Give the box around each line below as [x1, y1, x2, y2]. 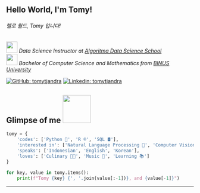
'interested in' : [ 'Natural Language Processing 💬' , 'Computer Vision [17, 142, 196, 148]
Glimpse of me [6, 115, 61, 125]
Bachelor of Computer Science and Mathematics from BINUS [18, 59, 170, 66]
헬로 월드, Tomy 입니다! [6, 22, 61, 29]
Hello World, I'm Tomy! [6, 5, 93, 15]
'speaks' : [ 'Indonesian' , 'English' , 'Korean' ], [17, 148, 140, 154]
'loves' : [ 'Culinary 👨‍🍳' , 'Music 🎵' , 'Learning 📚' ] [17, 153, 150, 159]
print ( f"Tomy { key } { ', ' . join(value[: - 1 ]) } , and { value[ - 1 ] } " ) [17, 175, 180, 181]
